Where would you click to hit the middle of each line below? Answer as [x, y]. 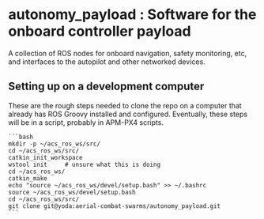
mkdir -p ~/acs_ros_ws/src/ [55, 144]
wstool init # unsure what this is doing [84, 164]
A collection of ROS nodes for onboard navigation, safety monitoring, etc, [128, 53]
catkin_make [28, 178]
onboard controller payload [100, 31]
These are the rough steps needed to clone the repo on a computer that [125, 105]
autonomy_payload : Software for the [132, 15]
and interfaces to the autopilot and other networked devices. [107, 62]
